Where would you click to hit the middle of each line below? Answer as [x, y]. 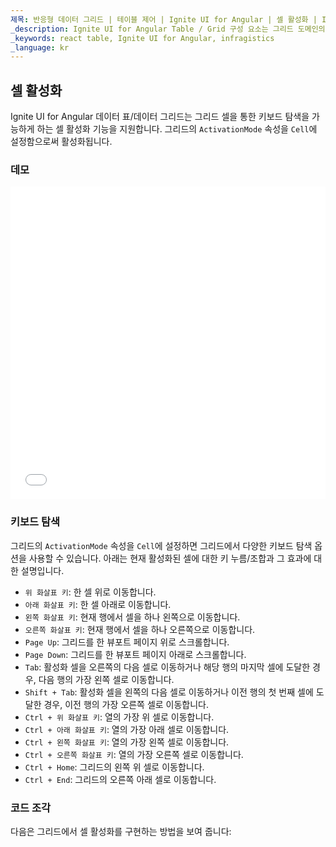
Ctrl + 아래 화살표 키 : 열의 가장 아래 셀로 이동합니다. [127, 729]
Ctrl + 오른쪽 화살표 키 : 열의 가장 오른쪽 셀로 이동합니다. [134, 754]
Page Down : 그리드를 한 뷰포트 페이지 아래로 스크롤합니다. [135, 654]
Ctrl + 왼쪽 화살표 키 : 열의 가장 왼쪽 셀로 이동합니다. [127, 742]
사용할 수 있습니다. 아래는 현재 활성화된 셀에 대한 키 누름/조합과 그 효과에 [170, 558]
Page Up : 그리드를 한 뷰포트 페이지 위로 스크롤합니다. [127, 642]
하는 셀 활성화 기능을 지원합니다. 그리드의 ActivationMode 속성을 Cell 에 [177, 129]
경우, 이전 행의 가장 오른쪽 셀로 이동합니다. [126, 704]
